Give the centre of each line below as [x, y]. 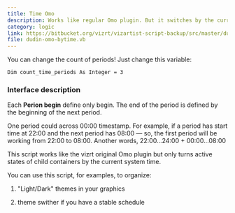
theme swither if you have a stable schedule [81, 203]
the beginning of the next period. [55, 112]
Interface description [44, 90]
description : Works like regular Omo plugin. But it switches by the [111, 20]
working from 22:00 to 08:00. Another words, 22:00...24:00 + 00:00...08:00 [116, 141]
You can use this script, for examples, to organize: [79, 175]
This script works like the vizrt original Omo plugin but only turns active [110, 154]
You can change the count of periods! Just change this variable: [100, 59]
